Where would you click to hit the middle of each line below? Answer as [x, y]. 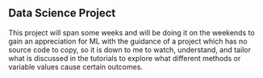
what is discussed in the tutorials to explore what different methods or [125, 58]
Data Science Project [62, 13]
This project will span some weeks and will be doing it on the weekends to [132, 32]
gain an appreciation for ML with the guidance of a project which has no [128, 41]
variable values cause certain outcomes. [76, 67]
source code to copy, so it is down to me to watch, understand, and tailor [130, 49]
